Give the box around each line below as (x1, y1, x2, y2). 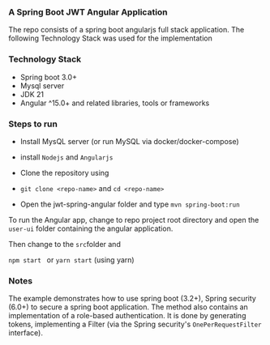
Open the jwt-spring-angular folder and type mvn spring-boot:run (19, 199, 241, 209)
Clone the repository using (19, 168, 109, 177)
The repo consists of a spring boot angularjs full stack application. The (8, 25, 245, 35)
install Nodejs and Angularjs (19, 152, 114, 162)
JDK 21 (19, 89, 45, 99)
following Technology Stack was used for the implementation (8, 33, 213, 43)
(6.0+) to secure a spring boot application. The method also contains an (8, 302, 249, 312)
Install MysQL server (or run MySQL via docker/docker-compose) (19, 136, 239, 146)
